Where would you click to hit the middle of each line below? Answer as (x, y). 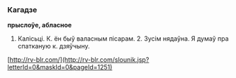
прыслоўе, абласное (40, 25)
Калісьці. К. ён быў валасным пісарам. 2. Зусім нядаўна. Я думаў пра (123, 39)
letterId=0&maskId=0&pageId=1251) (60, 67)
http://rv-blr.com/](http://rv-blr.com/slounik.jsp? (79, 60)
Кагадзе (22, 10)
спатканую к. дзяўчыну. (54, 46)
